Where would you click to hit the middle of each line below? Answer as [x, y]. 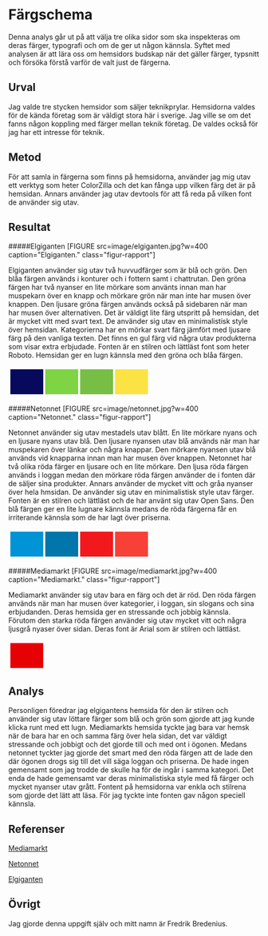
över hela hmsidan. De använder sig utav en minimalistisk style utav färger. [131, 492]
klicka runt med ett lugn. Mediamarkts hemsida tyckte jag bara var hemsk [129, 727]
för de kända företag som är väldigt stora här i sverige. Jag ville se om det [130, 115]
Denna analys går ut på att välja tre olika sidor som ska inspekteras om [124, 37]
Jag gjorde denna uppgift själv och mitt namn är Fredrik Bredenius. [118, 923]
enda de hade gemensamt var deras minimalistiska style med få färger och [131, 779]
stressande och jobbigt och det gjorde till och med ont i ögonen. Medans [128, 744]
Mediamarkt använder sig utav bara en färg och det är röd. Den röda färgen [132, 595]
